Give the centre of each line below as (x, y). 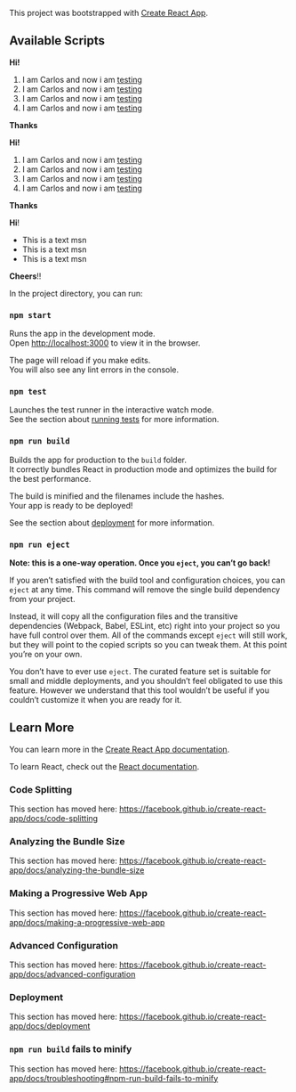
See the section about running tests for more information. (114, 420)
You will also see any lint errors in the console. (94, 370)
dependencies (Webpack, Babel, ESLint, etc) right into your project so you (145, 626)
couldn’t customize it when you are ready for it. (96, 700)
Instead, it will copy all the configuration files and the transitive (124, 616)
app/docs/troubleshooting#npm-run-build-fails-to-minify (114, 1078)
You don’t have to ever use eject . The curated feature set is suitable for (140, 671)
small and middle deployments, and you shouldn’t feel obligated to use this (146, 681)
